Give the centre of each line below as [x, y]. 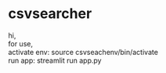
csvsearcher [50, 14]
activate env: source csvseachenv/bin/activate [83, 52]
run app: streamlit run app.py [55, 60]
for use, [21, 43]
